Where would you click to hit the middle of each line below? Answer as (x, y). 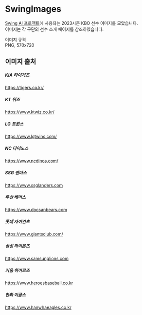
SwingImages (33, 9)
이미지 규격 (16, 40)
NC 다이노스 (17, 148)
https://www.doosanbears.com (36, 210)
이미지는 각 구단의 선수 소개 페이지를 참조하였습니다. (54, 29)
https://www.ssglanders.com (34, 185)
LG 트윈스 (14, 124)
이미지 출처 (21, 62)
